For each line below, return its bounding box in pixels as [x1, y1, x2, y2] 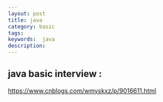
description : [8, 42, 46, 49]
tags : [8, 29, 24, 37]
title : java [8, 17, 42, 24]
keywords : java [8, 36, 55, 43]
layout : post [8, 10, 46, 17]
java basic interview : [8, 68, 102, 80]
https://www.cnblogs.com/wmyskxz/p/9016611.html [8, 86, 157, 94]
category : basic [8, 23, 55, 30]
